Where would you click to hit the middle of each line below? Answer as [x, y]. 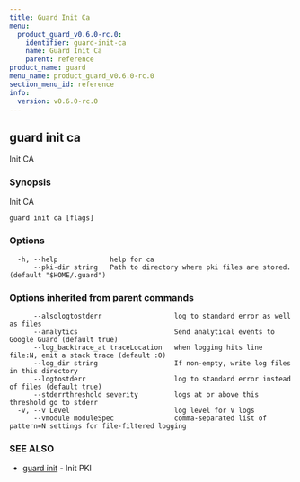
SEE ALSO [32, 448]
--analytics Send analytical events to [154, 332]
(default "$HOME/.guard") [57, 275]
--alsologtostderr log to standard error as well [162, 316]
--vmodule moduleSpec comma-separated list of [150, 418]
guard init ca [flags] [52, 218]
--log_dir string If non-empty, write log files [162, 364]
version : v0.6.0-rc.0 [58, 101]
